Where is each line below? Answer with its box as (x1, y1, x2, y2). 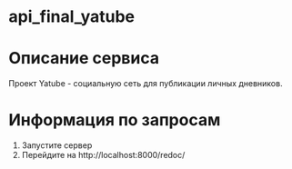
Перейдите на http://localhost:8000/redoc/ (21, 150, 186, 161)
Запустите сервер (21, 140, 93, 151)
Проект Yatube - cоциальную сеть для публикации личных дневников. (8, 78, 283, 89)
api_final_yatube (8, 6, 136, 27)
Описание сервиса (8, 48, 160, 69)
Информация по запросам (8, 110, 221, 131)
